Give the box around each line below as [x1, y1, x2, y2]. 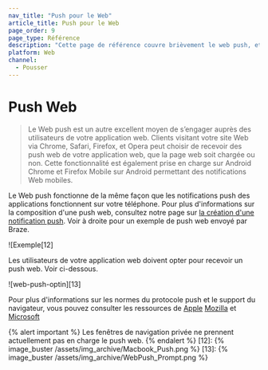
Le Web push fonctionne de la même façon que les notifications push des [8, 191, 250, 200]
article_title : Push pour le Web [8, 19, 120, 27]
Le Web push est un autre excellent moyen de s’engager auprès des [27, 124, 251, 134]
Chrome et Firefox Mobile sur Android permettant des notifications [27, 167, 247, 176]
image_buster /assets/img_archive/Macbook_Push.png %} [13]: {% [8, 344, 229, 353]
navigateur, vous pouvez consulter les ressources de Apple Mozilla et [8, 303, 237, 313]
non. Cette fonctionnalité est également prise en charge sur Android [27, 158, 252, 167]
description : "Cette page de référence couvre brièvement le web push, [8, 41, 251, 49]
